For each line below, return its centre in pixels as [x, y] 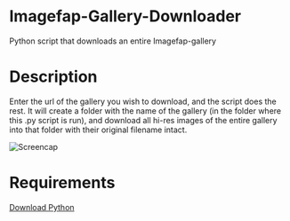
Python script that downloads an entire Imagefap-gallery [113, 41]
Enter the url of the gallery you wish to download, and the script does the [143, 101]
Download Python [42, 207]
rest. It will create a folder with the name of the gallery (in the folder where [145, 110]
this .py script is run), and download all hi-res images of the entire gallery [143, 120]
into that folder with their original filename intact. [98, 130]
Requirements [62, 183]
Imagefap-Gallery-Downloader [125, 16]
